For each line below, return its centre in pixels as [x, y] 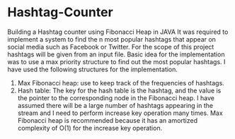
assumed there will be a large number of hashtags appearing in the [115, 105]
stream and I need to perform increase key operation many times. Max [120, 113]
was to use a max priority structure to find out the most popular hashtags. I [116, 61]
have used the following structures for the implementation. [93, 69]
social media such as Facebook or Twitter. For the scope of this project [111, 47]
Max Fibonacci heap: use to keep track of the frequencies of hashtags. [121, 83]
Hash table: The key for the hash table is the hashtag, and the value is [119, 90]
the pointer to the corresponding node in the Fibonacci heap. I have [116, 98]
